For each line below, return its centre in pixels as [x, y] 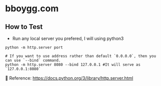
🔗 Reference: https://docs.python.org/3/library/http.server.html [69, 78]
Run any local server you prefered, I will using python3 [68, 38]
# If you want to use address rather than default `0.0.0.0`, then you [80, 56]
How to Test [24, 27]
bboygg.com [32, 9]
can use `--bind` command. [33, 60]
